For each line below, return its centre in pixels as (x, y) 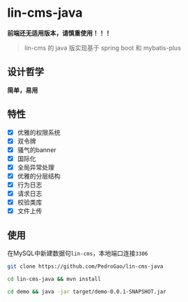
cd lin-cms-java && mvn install (54, 279)
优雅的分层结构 (39, 176)
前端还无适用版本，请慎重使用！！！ (59, 33)
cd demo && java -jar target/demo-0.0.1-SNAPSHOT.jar (87, 292)
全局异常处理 (36, 167)
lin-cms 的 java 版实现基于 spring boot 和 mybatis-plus (102, 47)
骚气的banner (37, 150)
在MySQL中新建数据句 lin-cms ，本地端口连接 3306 (78, 253)
